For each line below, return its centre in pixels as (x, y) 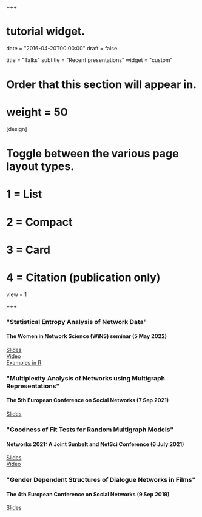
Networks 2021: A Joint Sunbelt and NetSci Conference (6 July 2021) (95, 444)
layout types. (40, 167)
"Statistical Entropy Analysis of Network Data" (77, 322)
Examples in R (24, 362)
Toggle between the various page (93, 154)
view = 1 (17, 294)
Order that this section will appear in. (102, 85)
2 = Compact (39, 222)
